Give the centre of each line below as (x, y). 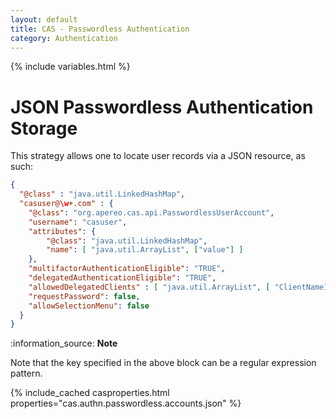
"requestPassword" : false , (84, 296)
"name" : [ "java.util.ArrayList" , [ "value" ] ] (145, 250)
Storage (44, 128)
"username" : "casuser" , (78, 222)
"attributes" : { (62, 231)
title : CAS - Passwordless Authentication (100, 29)
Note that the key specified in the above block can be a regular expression (163, 363)
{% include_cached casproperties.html (90, 393)
